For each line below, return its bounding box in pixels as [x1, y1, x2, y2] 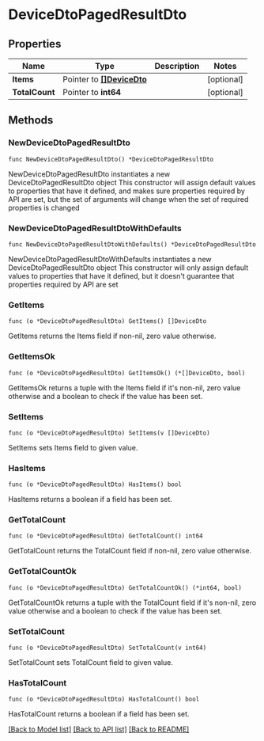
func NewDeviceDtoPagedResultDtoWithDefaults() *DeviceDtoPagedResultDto [8, 240, 257, 249]
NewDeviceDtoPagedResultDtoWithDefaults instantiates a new [8, 254, 212, 264]
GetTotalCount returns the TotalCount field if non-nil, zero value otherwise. [8, 546, 251, 556]
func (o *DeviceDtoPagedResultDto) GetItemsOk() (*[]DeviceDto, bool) [8, 369, 246, 377]
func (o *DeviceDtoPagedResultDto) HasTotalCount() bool [8, 695, 200, 704]
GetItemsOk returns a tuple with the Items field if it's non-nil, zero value [8, 382, 241, 393]
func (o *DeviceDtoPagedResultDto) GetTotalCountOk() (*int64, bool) [8, 583, 243, 591]
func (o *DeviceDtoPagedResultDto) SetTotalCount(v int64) [8, 644, 207, 652]
